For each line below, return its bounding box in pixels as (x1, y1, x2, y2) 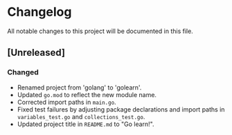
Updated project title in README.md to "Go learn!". (17, 120, 154, 128)
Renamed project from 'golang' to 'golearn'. (17, 83, 142, 92)
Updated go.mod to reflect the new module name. (17, 90, 157, 98)
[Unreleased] (7, 47, 66, 59)
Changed (7, 67, 39, 77)
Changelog (7, 4, 72, 20)
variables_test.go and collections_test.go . (17, 112, 145, 121)
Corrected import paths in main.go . (17, 98, 116, 106)
